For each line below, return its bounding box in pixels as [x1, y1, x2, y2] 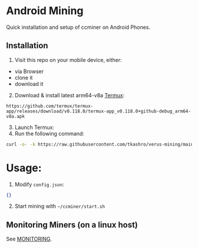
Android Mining [6, 4, 84, 18]
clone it [14, 74, 33, 81]
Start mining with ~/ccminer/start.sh [14, 203, 105, 210]
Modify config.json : [14, 181, 64, 188]
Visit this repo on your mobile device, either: [14, 56, 122, 63]
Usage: [6, 161, 42, 174]
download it [14, 80, 44, 87]
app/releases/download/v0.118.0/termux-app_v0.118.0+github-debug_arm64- [6, 108, 192, 114]
